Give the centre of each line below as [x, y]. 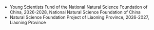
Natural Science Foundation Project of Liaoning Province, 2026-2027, [79, 17]
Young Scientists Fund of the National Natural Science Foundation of [78, 7]
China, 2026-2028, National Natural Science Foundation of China [75, 12]
